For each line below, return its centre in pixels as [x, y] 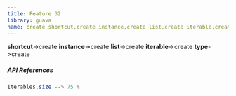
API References [31, 70]
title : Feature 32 [34, 14]
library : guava [29, 20]
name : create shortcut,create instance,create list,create [96, 27]
